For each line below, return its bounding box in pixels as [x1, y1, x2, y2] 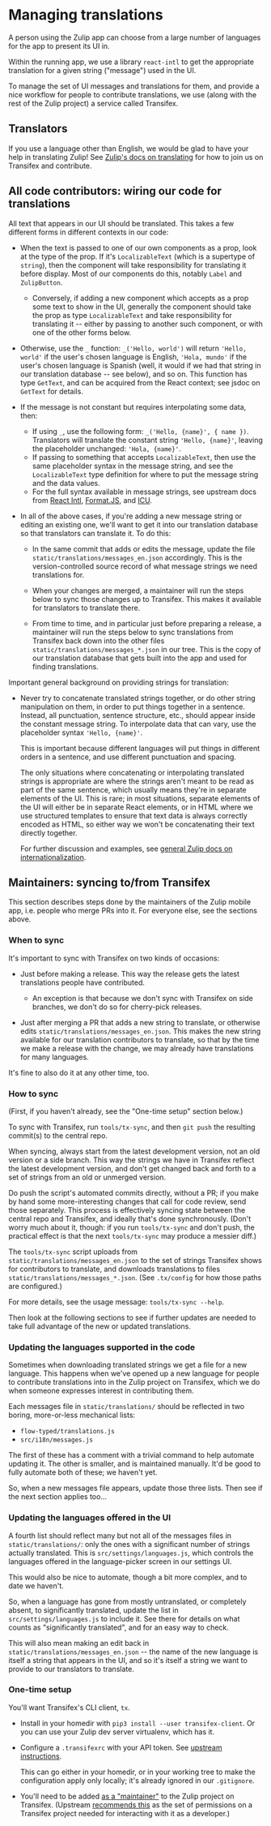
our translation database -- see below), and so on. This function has [19, 369, 248, 379]
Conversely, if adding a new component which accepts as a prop [32, 293, 249, 303]
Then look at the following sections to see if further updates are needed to [8, 1313, 256, 1322]
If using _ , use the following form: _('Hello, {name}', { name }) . [32, 426, 249, 436]
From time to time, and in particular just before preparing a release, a [32, 618, 262, 628]
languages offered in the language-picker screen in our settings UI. [8, 1556, 232, 1566]
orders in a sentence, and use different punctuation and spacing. [19, 752, 237, 762]
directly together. [19, 827, 78, 837]
